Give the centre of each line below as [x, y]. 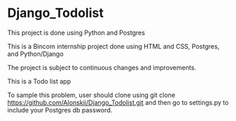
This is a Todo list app [39, 81]
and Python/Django [35, 54]
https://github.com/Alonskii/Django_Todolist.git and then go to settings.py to [118, 102]
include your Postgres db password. [60, 110]
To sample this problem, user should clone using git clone [91, 95]
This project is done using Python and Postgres [76, 33]
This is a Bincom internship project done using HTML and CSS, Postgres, [113, 46]
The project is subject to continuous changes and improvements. [102, 67]
